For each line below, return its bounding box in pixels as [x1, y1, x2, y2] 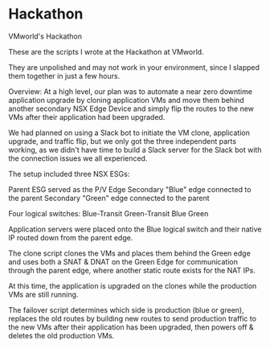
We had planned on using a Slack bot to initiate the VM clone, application [8, 128, 251, 137]
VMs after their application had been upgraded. [8, 112, 166, 121]
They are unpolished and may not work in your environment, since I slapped [8, 62, 260, 72]
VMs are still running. [8, 289, 79, 299]
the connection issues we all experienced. [8, 154, 148, 163]
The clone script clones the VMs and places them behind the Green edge [8, 248, 251, 258]
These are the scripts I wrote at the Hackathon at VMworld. [8, 47, 204, 56]
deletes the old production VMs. [8, 330, 115, 340]
